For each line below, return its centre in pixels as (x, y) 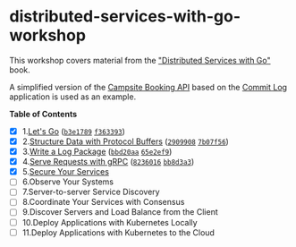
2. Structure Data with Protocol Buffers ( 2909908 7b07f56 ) (126, 141)
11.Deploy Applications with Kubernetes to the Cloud (118, 232)
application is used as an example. (73, 97)
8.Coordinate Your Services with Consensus (103, 202)
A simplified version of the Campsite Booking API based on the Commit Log (148, 87)
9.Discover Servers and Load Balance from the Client (120, 212)
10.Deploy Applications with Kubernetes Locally (110, 222)
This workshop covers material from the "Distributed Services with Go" (140, 60)
